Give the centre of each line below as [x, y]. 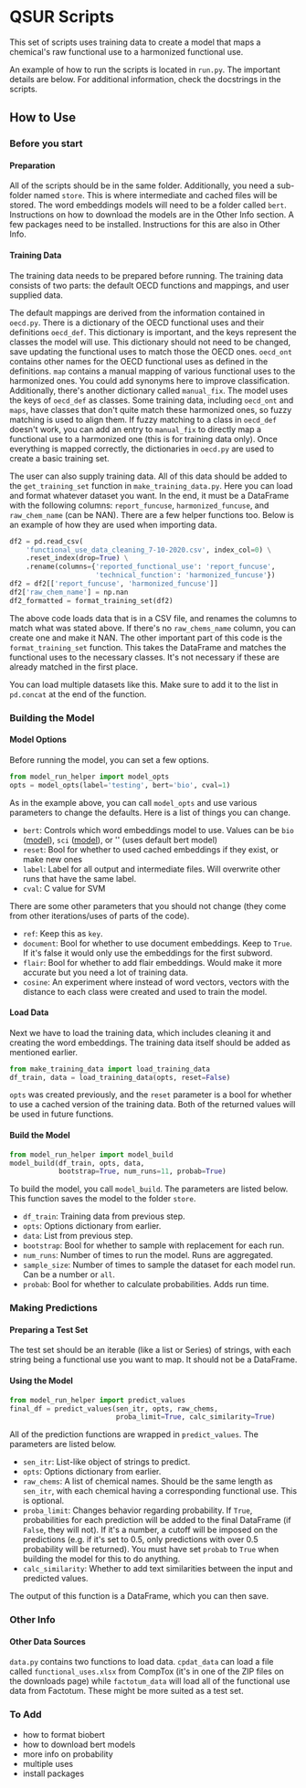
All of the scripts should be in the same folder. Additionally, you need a [142, 185]
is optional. [43, 1501]
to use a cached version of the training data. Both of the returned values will [153, 1105]
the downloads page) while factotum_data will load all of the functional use [150, 1681]
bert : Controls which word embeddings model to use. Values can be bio [158, 830]
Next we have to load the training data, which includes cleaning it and [140, 1032]
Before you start [46, 143]
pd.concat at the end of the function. [78, 694]
